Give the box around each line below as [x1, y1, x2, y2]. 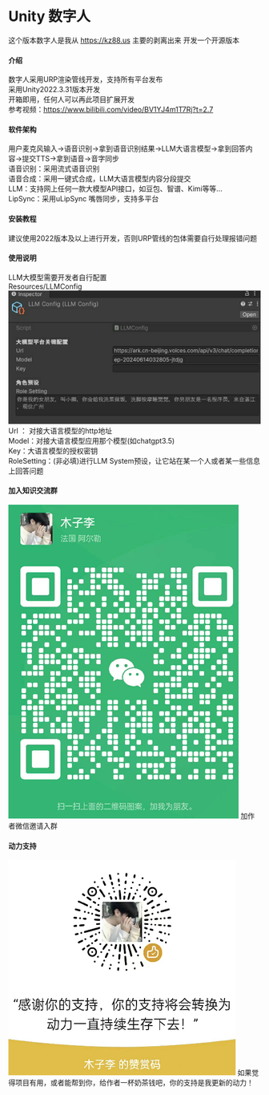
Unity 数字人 [8, 7, 90, 26]
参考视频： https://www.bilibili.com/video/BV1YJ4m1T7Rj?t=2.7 [8, 105, 214, 115]
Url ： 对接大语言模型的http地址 [8, 426, 113, 436]
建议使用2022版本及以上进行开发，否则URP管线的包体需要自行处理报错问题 [8, 233, 258, 243]
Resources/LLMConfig [8, 282, 82, 291]
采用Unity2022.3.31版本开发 [8, 85, 101, 95]
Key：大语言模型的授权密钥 [8, 446, 98, 456]
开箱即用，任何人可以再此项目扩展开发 [8, 95, 134, 104]
